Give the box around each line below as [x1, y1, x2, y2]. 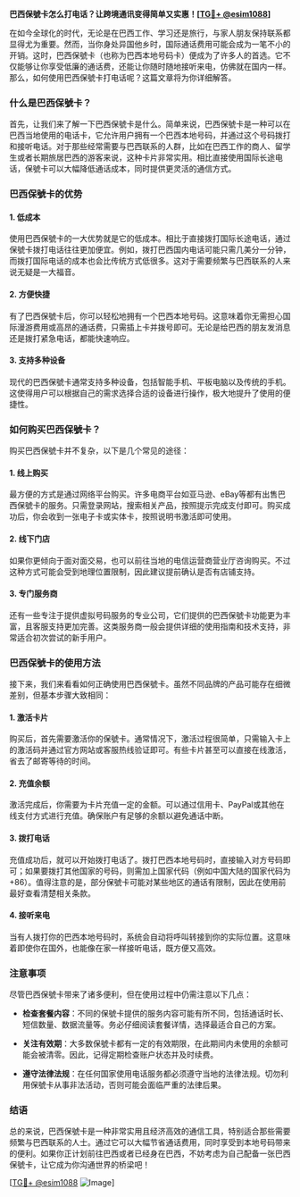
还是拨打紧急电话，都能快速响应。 [9, 332, 135, 343]
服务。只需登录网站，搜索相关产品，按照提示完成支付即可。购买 [47, 500, 283, 511]
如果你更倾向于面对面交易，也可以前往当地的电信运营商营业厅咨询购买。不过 [9, 555, 291, 565]
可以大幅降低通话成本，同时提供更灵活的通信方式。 [47, 163, 237, 174]
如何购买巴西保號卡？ [9, 423, 101, 436]
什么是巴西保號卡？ [9, 96, 92, 109]
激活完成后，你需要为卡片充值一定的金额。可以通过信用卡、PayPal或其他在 [9, 799, 285, 810]
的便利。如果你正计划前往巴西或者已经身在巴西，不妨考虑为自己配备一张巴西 [9, 1148, 291, 1159]
